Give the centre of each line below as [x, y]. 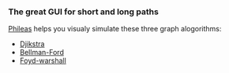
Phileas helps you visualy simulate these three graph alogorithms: [115, 29]
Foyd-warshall [43, 60]
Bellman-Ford [42, 53]
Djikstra [32, 44]
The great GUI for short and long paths [84, 12]
